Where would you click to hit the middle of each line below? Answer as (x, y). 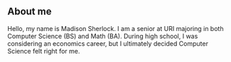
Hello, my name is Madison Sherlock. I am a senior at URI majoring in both (116, 28)
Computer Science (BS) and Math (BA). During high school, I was (103, 36)
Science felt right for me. (44, 51)
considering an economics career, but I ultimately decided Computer (108, 43)
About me (29, 12)
